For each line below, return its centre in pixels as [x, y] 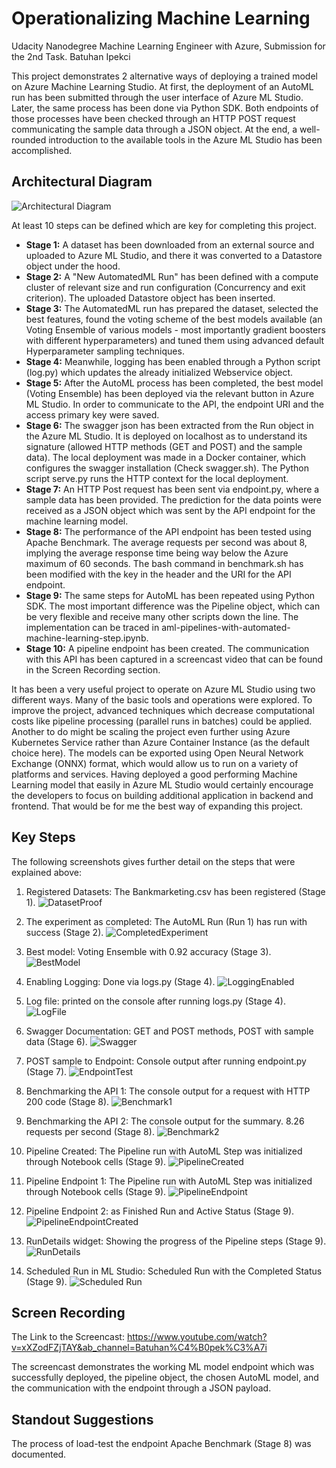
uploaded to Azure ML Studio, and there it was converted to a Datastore [174, 255]
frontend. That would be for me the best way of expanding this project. [157, 806]
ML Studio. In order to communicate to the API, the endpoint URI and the [174, 404]
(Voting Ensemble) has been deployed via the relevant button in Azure [170, 393]
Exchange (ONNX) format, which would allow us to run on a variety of [155, 763]
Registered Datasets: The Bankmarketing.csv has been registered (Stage [175, 891]
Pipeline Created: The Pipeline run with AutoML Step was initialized [164, 1151]
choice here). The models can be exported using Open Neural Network [157, 753]
